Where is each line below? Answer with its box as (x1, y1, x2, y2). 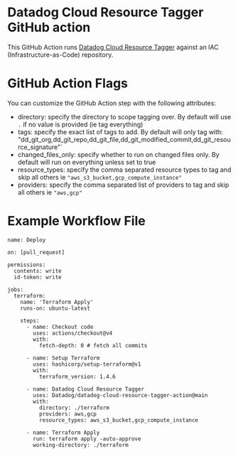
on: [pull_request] (7, 249, 65, 256)
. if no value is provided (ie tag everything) (17, 120, 144, 129)
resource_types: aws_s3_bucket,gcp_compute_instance (38, 416, 199, 423)
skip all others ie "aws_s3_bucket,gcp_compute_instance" (17, 173, 183, 181)
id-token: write (13, 273, 62, 281)
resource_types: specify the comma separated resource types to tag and (17, 165, 232, 174)
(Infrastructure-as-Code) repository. (7, 50, 114, 59)
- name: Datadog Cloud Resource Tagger (26, 385, 144, 393)
